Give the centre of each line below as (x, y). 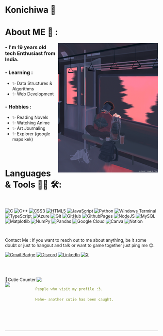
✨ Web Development (33, 94)
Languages (28, 173)
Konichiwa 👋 (31, 10)
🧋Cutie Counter (20, 280)
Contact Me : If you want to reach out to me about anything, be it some (76, 240)
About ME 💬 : (32, 32)
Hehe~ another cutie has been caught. (75, 299)
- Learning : (19, 72)
